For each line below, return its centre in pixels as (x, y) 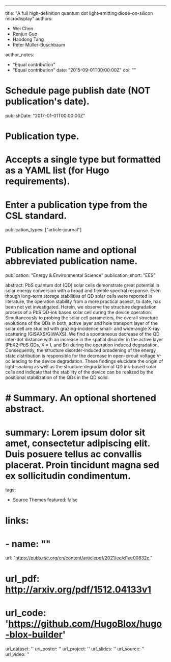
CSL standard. (36, 216)
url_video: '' (17, 654)
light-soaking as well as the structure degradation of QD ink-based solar (81, 367)
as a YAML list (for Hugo (57, 170)
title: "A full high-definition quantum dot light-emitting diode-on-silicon (79, 13)
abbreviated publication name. (72, 261)
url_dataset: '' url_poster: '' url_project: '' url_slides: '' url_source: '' (75, 649)
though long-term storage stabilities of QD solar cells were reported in (79, 296)
